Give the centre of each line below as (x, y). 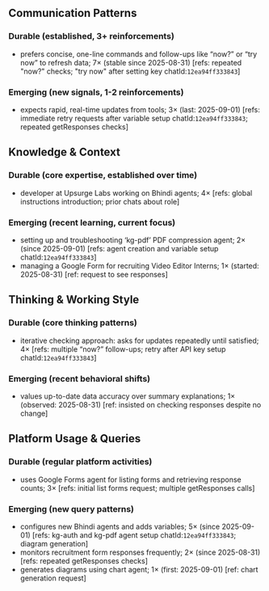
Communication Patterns (73, 13)
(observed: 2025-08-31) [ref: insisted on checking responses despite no (141, 404)
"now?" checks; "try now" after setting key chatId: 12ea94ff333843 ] (130, 71)
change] (34, 413)
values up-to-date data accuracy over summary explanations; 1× (128, 396)
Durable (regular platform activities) (80, 462)
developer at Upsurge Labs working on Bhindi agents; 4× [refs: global (136, 192)
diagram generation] (54, 543)
